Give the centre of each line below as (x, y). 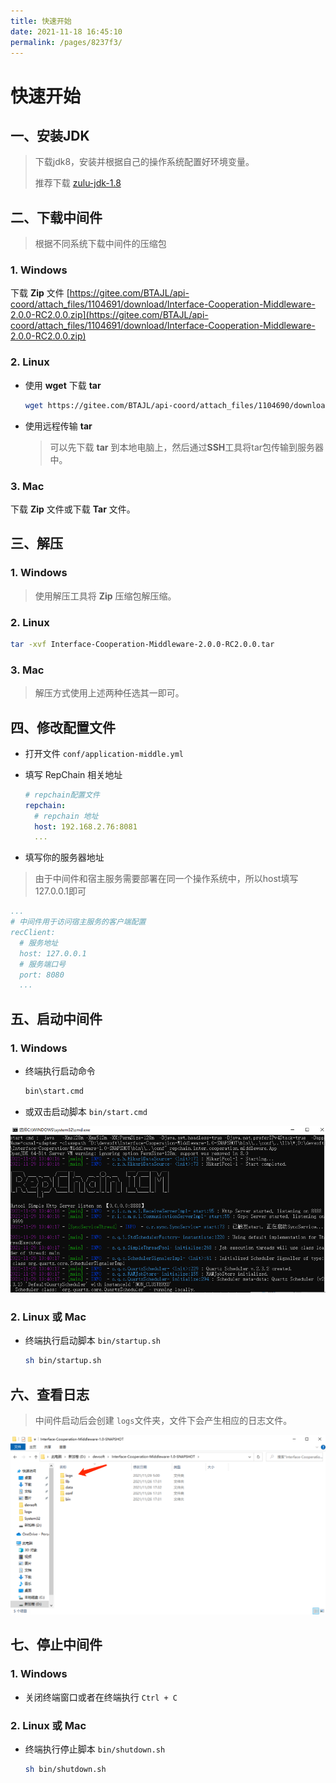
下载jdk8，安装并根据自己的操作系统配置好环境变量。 (144, 162)
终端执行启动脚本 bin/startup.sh (92, 1341)
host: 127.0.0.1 (53, 953)
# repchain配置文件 (62, 795)
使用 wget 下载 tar (63, 385)
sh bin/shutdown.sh (65, 1769)
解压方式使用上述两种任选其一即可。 (109, 693)
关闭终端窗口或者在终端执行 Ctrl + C (101, 1697)
